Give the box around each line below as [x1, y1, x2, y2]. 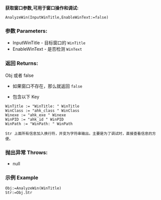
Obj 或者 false [5, 72, 34, 78]
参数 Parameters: [5, 27, 48, 34]
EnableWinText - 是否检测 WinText [12, 46, 82, 52]
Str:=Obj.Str [5, 190, 33, 195]
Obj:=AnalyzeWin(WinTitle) [5, 186, 62, 191]
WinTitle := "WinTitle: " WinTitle [5, 104, 80, 109]
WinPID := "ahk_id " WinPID [5, 117, 64, 122]
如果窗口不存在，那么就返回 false [12, 83, 83, 89]
